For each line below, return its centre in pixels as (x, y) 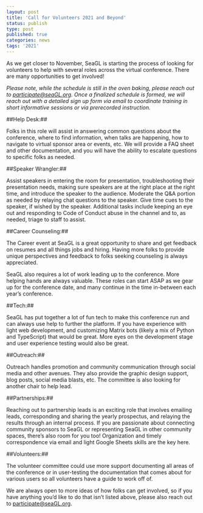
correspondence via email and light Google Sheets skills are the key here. (98, 442)
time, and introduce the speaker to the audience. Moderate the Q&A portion (101, 193)
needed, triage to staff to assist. (46, 219)
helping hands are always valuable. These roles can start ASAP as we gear (100, 280)
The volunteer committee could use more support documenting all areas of (100, 465)
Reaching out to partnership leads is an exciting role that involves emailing (99, 409)
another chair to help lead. (39, 386)
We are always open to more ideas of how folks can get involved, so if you (99, 490)
